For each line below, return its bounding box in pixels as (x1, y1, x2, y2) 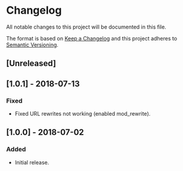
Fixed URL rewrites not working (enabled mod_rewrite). (14, 110, 151, 117)
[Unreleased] (6, 58, 57, 69)
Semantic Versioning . (6, 41, 58, 48)
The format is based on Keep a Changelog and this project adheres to (6, 35, 178, 42)
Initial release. (14, 158, 49, 166)
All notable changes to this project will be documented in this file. (6, 23, 167, 30)
